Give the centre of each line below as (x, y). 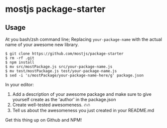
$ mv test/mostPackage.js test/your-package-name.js (61, 71)
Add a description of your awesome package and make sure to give (82, 94)
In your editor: (19, 85)
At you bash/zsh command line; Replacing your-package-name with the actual (83, 39)
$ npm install (20, 63)
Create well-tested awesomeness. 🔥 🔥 (51, 105)
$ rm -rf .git (20, 58)
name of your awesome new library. (42, 45)
